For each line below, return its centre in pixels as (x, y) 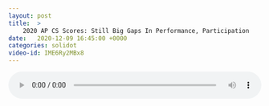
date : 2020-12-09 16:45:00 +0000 (68, 38)
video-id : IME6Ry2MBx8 (46, 53)
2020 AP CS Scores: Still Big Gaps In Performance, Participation (136, 31)
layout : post (30, 16)
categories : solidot (43, 46)
